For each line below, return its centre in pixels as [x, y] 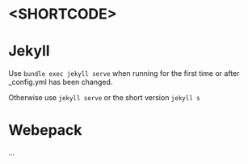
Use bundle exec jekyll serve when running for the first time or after [124, 74]
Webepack [45, 130]
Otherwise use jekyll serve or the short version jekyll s [104, 98]
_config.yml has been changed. [61, 82]
